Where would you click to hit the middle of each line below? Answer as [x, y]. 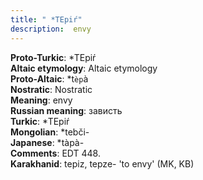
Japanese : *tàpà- [47, 142]
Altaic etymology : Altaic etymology [84, 68]
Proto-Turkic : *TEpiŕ [53, 57]
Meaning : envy [41, 100]
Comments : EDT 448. [55, 153]
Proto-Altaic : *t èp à [49, 78]
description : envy [51, 29]
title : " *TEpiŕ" [46, 19]
